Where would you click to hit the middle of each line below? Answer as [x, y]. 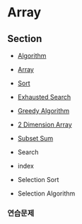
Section [25, 39]
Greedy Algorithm [43, 111]
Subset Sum [35, 138]
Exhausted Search [44, 97]
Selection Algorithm [46, 193]
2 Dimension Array [45, 124]
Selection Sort [38, 180]
